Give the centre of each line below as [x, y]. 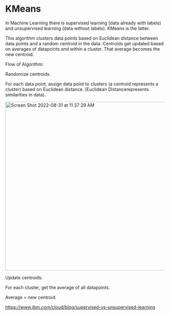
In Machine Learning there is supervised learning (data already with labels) [83, 23]
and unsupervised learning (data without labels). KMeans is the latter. [78, 28]
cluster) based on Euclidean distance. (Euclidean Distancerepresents [77, 89]
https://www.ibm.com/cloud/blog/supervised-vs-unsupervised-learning [80, 307]
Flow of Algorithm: [25, 64]
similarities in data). [26, 94]
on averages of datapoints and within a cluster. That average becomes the [83, 49]
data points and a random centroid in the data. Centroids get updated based [84, 43]
